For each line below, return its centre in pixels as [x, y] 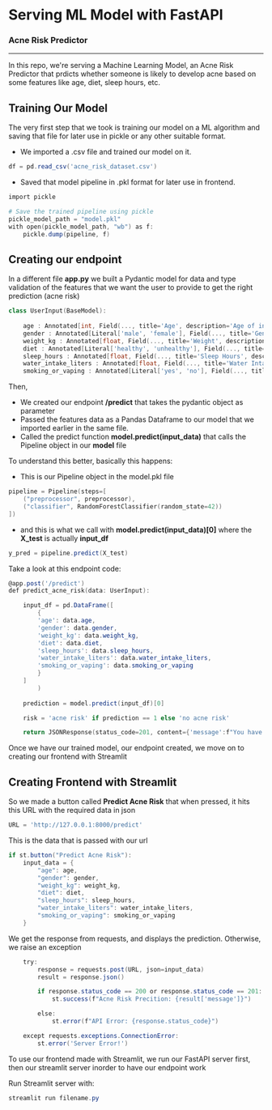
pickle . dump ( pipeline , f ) [67, 234]
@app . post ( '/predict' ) [47, 583]
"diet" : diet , [61, 893]
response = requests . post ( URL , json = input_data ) [121, 969]
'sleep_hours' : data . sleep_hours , [96, 651]
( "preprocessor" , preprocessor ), [79, 500]
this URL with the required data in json [72, 810]
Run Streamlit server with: [51, 1083]
